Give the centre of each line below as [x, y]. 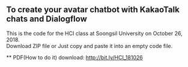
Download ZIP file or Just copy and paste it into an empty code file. [89, 46]
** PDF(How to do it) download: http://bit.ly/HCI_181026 [74, 57]
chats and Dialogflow [47, 19]
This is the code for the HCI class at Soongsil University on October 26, [94, 33]
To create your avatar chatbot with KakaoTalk [93, 10]
